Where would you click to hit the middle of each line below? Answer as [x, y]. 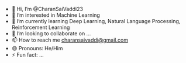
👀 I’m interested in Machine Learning [56, 15]
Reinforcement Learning [41, 27]
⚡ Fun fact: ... [27, 55]
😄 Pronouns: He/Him [37, 48]
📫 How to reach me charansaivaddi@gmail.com [70, 40]
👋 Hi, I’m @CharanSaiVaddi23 [47, 9]
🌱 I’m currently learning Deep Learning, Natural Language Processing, [96, 21]
